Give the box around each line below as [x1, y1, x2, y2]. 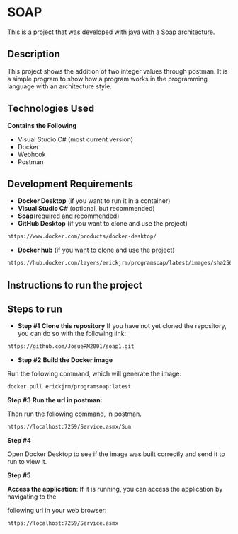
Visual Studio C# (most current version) [17, 135, 133, 144]
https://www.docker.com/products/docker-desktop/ [7, 233, 157, 240]
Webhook [17, 150, 46, 158]
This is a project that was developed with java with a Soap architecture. [7, 28, 215, 36]
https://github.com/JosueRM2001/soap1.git [7, 343, 135, 350]
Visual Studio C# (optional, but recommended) [17, 204, 155, 213]
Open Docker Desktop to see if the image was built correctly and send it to [7, 450, 225, 458]
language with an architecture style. [7, 82, 112, 91]
